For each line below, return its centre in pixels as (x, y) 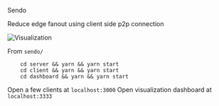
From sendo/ (26, 51)
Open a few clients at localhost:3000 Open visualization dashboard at (109, 90)
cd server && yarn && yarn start (70, 64)
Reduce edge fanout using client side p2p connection (86, 24)
